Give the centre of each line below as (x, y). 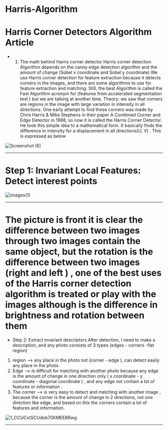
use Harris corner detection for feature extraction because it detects (90, 78)
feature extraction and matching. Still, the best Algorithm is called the (91, 88)
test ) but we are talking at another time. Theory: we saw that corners (91, 99)
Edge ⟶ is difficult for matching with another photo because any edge (85, 371)
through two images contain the (73, 241)
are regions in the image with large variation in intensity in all (82, 104)
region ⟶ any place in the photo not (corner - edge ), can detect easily (86, 360)
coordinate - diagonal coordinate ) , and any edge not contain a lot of (83, 381)
